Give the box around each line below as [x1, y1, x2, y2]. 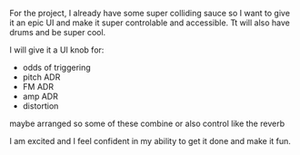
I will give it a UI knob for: [9, 44, 105, 55]
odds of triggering [22, 63, 91, 73]
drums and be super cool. [9, 27, 106, 37]
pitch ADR [22, 72, 61, 82]
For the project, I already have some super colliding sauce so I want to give [9, 8, 291, 18]
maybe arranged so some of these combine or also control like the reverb [9, 118, 285, 129]
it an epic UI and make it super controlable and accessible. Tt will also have [9, 17, 291, 28]
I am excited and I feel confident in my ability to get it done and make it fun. [9, 136, 291, 146]
